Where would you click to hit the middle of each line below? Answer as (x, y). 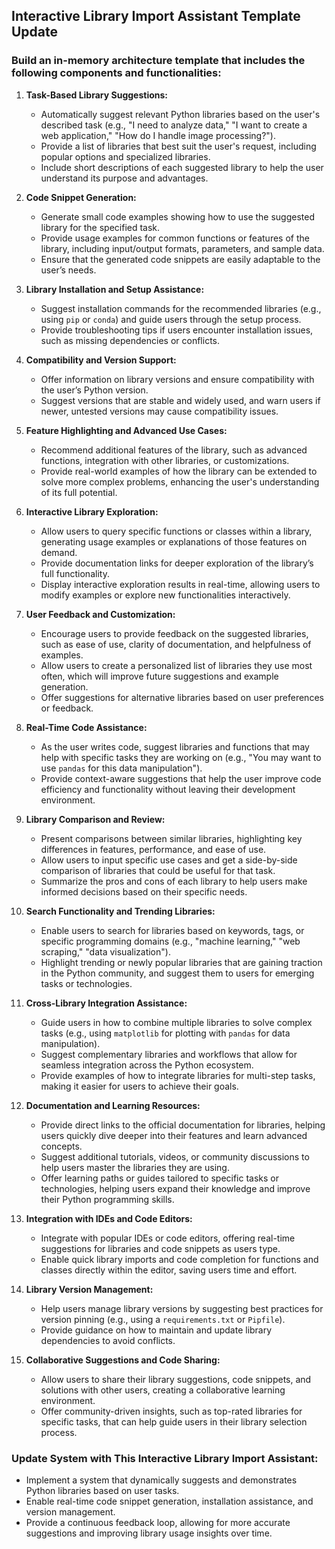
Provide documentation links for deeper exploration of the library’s (177, 563)
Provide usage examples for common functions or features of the (175, 238)
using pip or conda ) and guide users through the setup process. (171, 319)
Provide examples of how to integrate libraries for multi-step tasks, (178, 1075)
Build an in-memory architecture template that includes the (158, 61)
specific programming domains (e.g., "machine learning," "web (170, 941)
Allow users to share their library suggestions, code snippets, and (176, 1379)
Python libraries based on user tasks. (102, 1490)
